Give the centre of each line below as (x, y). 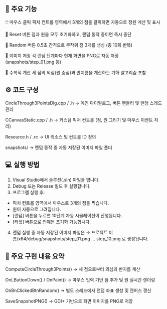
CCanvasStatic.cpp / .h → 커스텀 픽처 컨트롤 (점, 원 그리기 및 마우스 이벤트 (79, 120)
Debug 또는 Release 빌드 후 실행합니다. (52, 186)
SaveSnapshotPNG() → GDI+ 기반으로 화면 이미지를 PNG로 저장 (69, 301)
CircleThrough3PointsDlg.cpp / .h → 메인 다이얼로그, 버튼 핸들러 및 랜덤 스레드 (83, 103)
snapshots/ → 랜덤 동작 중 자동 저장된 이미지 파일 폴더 (59, 147)
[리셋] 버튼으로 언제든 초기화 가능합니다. (52, 222)
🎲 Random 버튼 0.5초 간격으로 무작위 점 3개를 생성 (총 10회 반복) (69, 45)
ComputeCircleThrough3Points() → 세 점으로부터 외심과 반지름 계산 (73, 269)
